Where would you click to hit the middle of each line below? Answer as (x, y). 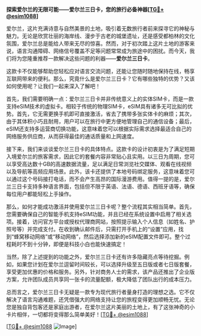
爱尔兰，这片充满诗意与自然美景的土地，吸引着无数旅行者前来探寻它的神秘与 (100, 28)
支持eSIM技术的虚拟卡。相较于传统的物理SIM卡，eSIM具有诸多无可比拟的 (97, 106)
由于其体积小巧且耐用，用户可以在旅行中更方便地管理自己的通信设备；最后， (100, 121)
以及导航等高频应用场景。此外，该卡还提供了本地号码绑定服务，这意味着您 (98, 171)
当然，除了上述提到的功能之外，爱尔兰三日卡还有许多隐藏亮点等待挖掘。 (95, 257)
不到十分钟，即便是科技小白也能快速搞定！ (74, 244)
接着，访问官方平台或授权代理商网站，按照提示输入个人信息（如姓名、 (103, 222)
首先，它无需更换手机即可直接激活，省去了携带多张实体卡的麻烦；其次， (106, 114)
